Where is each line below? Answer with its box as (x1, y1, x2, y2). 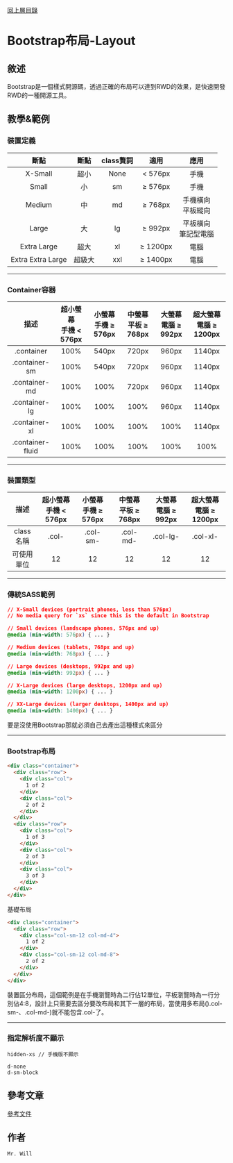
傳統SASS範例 (7, 589, 55, 599)
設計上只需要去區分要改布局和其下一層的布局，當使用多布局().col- (34, 999, 223, 1007)
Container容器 (7, 285, 56, 294)
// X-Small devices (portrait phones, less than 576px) (7, 606, 172, 613)
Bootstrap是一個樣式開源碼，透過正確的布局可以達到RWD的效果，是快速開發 (7, 83, 225, 90)
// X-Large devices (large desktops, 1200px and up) (7, 682, 163, 689)
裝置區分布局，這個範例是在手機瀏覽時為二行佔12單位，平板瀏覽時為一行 (7, 990, 214, 998)
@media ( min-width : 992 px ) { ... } (7, 669, 110, 676)
